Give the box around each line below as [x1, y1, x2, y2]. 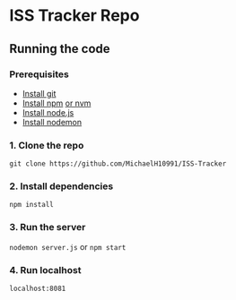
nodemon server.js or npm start [9, 241, 127, 252]
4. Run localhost [9, 263, 82, 276]
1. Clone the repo [9, 139, 84, 151]
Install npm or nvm [22, 98, 92, 108]
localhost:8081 [9, 284, 66, 294]
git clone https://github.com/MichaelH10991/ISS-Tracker [9, 159, 227, 168]
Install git [22, 88, 57, 99]
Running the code [9, 41, 110, 56]
